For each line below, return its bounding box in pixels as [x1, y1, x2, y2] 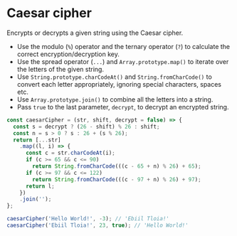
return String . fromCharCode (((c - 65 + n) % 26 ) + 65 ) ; [32, 163, 201, 170]
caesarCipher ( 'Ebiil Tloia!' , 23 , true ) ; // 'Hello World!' [6, 222, 189, 229]
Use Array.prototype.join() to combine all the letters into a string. [16, 95, 214, 104]
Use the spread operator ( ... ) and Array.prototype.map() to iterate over [16, 57, 229, 65]
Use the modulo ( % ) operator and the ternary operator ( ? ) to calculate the [16, 42, 231, 50]
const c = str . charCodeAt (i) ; [25, 149, 115, 157]
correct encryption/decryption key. [16, 50, 120, 58]
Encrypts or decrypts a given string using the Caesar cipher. [6, 28, 184, 37]
